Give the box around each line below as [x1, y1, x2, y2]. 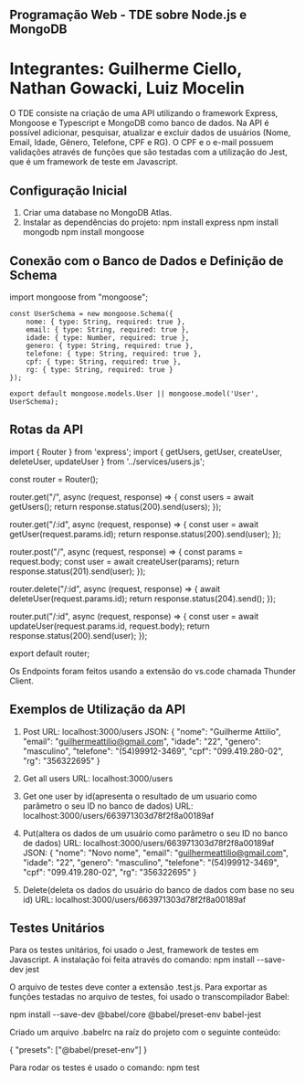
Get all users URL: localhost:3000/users [22, 772, 174, 784]
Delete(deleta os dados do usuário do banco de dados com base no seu [22, 884, 295, 895]
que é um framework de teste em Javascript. [9, 156, 178, 167]
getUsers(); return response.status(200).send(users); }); [9, 501, 222, 512]
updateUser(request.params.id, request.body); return [9, 621, 210, 631]
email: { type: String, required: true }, [26, 324, 190, 334]
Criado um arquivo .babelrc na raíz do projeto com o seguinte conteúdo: [9, 1027, 281, 1038]
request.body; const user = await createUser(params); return [9, 556, 240, 567]
